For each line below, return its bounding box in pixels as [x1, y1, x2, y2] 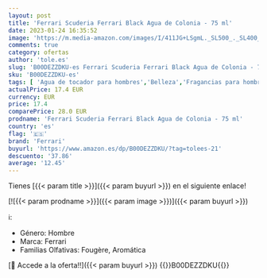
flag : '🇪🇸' [8, 129, 48, 137]
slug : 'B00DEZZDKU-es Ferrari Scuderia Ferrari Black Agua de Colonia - [8, 64, 254, 71]
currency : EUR [8, 93, 56, 101]
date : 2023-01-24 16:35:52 [8, 26, 98, 34]
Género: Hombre [19, 228, 75, 238]
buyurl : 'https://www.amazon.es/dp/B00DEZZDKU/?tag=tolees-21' [8, 145, 222, 153]
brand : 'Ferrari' [8, 137, 66, 145]
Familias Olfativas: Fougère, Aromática [19, 245, 146, 255]
